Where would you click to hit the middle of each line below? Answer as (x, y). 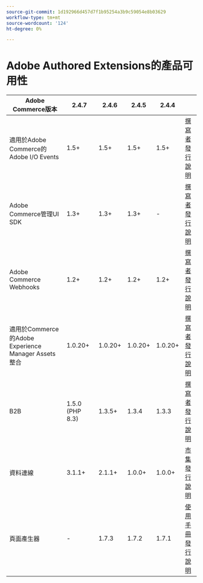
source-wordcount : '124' (37, 23)
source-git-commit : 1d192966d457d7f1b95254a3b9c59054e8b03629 (86, 12)
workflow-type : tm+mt (34, 18)
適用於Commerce (34, 329)
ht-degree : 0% (24, 29)
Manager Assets (33, 354)
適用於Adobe (28, 140)
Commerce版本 (35, 110)
